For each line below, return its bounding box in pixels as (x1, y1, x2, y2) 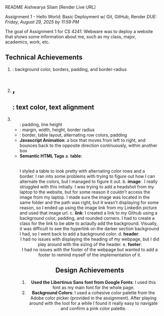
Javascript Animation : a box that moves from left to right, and (19, 137, 146, 143)
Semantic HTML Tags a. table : (19, 153, 82, 159)
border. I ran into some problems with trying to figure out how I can (19, 173, 156, 179)
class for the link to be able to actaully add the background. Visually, (19, 220, 158, 226)
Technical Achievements (5, 53, 82, 62)
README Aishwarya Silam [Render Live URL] (5, 4, 96, 10)
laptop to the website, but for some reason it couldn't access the (19, 189, 151, 195)
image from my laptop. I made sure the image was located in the (19, 194, 150, 200)
